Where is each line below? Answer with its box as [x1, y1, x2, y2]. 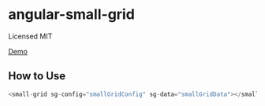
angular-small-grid [8, 5, 136, 24]
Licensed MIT [8, 31, 53, 41]
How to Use [8, 69, 66, 83]
